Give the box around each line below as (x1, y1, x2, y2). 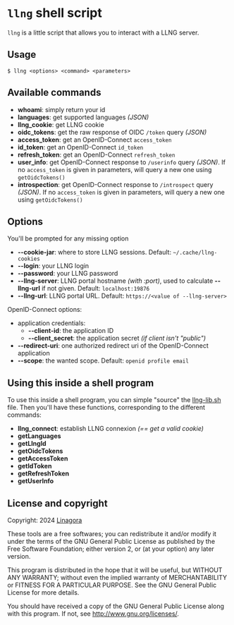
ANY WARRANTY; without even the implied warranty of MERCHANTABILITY (7, 574, 228, 581)
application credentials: (17, 319, 86, 327)
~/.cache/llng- (172, 249, 218, 257)
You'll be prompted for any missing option (7, 234, 129, 243)
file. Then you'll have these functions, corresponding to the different (7, 403, 206, 412)
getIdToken (17, 462, 52, 471)
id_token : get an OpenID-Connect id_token (17, 142, 144, 151)
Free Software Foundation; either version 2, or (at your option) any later (7, 545, 215, 553)
